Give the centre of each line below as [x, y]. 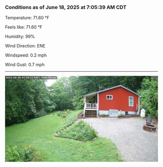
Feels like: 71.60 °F [24, 27]
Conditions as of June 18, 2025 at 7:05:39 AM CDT [66, 7]
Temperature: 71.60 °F [27, 18]
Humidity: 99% [20, 37]
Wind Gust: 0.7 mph [25, 65]
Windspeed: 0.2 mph [26, 55]
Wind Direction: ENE [25, 46]
